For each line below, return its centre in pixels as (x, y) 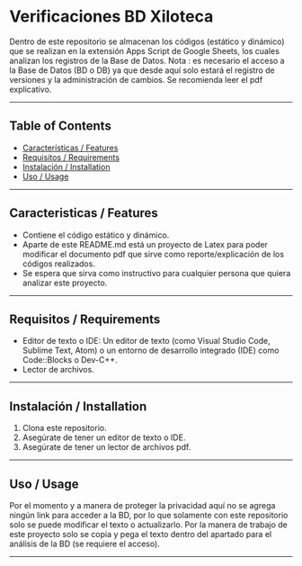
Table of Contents (61, 126)
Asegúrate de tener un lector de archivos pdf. (107, 447)
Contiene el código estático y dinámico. (96, 235)
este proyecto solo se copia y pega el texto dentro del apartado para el (141, 534)
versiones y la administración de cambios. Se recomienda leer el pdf (136, 79)
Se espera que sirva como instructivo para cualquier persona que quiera (156, 273)
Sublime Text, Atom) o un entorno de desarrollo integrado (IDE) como (151, 350)
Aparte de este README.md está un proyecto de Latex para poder (145, 244)
